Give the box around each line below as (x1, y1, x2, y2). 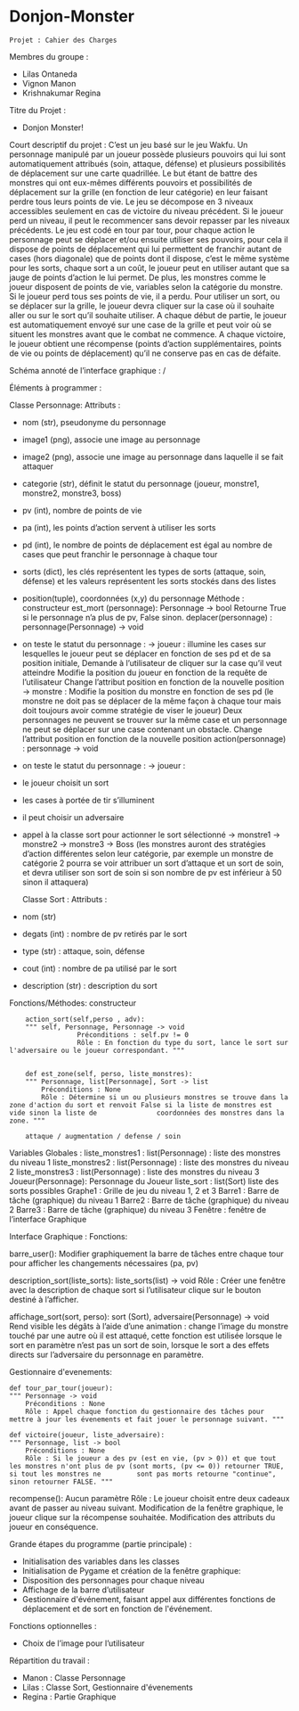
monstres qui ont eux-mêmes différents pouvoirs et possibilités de (9, 177, 253, 188)
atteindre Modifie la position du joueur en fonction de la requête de (21, 667, 268, 678)
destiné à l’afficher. (9, 1294, 79, 1304)
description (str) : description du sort (21, 980, 158, 991)
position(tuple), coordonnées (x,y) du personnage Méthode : (21, 593, 245, 604)
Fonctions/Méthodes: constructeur (9, 997, 136, 1008)
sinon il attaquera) (21, 876, 89, 887)
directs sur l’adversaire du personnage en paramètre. (9, 1349, 205, 1360)
